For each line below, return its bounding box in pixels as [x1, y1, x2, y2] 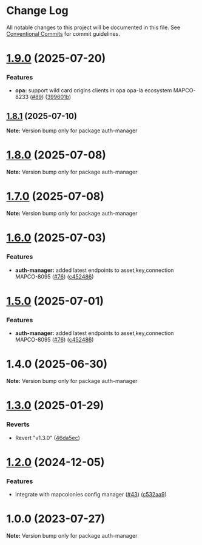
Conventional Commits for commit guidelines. [6, 30, 120, 37]
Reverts [6, 420, 30, 428]
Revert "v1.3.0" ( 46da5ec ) [15, 434, 80, 441]
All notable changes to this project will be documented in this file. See [6, 24, 181, 31]
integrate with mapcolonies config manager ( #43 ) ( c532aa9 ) [15, 490, 167, 498]
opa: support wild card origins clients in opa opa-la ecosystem [15, 87, 172, 94]
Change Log [6, 4, 69, 18]
